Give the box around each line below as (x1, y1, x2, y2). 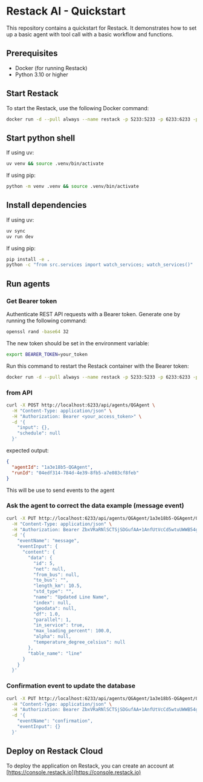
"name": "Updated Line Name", (33, 594, 110, 600)
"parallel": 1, (33, 617, 71, 623)
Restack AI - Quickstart (6, 4, 126, 18)
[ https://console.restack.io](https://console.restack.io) (6, 768, 141, 776)
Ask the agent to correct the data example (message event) (6, 502, 184, 510)
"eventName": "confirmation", (17, 718, 94, 724)
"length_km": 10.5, (33, 583, 83, 589)
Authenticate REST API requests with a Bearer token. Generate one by (6, 311, 181, 317)
